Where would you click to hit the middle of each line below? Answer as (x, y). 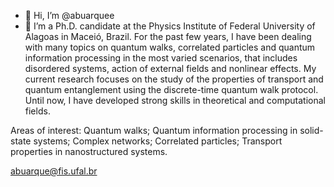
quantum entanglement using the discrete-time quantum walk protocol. (171, 89)
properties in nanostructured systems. (89, 151)
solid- (311, 130)
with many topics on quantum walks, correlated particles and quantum (170, 47)
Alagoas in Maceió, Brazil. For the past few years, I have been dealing (168, 36)
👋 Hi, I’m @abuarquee (69, 15)
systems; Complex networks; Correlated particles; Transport (158, 141)
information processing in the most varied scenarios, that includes (161, 58)
